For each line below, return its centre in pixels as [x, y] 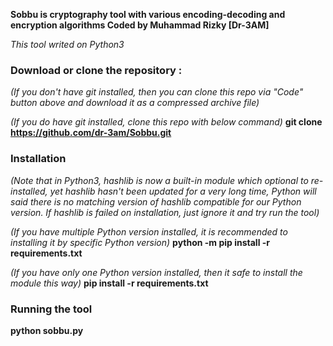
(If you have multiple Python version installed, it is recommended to [149, 231]
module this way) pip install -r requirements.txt [109, 283]
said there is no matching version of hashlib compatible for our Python [156, 201]
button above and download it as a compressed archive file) [135, 103]
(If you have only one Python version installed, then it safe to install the [156, 272]
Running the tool [51, 309]
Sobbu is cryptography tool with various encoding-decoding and [148, 14]
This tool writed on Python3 [67, 44]
